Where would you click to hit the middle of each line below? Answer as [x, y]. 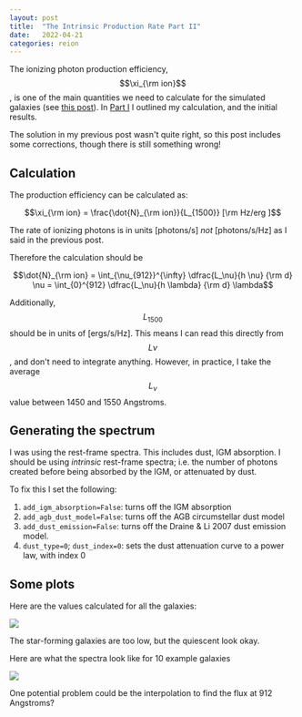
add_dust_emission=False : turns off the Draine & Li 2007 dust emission [154, 527]
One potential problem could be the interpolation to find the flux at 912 [141, 693]
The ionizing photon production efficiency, [89, 69]
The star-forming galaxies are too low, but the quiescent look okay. [135, 641]
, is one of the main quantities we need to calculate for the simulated [137, 97]
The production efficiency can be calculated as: [99, 195]
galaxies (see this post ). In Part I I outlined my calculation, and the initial [143, 108]
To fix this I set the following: [63, 489]
